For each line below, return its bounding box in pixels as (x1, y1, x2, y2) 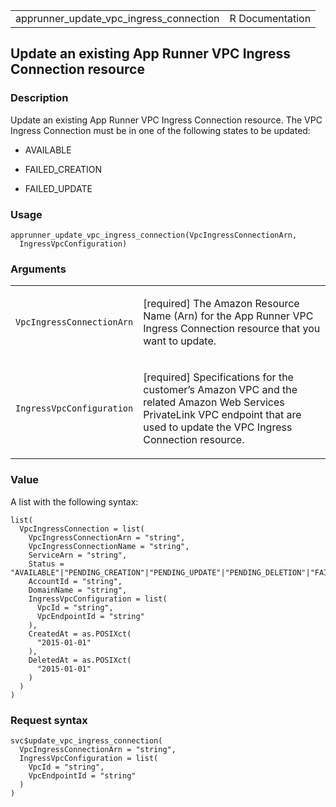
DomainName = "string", (28, 585, 128, 595)
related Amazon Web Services (143, 395, 285, 409)
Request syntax (10, 713, 88, 727)
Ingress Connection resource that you (143, 322, 321, 336)
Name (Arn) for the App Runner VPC (143, 309, 314, 323)
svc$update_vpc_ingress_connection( (10, 735, 163, 746)
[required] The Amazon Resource (143, 297, 300, 311)
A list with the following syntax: (10, 495, 139, 508)
